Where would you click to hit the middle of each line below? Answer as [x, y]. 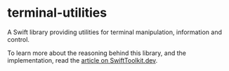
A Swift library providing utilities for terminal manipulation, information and [115, 32]
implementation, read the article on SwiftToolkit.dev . [83, 60]
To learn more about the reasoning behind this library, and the [97, 53]
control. [19, 39]
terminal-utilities [57, 13]
